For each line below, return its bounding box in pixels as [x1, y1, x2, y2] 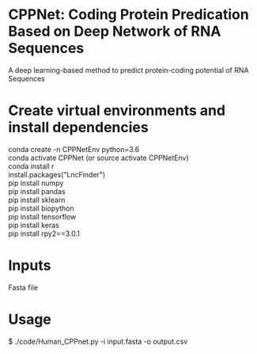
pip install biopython [8, 204, 75, 213]
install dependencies [8, 119, 149, 136]
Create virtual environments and [8, 101, 226, 120]
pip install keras [8, 220, 59, 230]
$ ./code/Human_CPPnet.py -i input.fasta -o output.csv [8, 337, 188, 346]
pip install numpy [8, 178, 64, 188]
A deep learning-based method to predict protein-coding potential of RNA [8, 65, 249, 74]
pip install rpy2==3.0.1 [8, 228, 81, 238]
